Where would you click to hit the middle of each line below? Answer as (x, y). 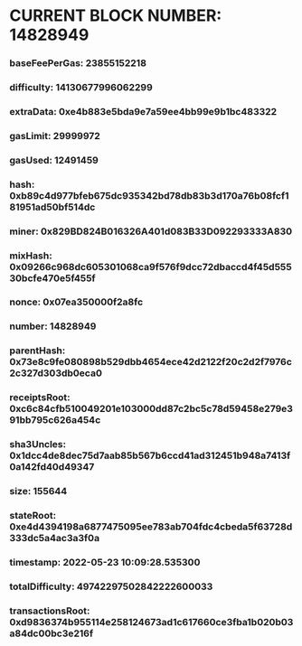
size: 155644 (38, 492)
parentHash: (38, 351)
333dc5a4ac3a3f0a (55, 538)
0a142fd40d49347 (52, 467)
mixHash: (31, 256)
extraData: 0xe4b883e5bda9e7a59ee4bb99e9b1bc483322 (143, 111)
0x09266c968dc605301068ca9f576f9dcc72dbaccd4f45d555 (151, 267)
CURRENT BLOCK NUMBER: (116, 16)
